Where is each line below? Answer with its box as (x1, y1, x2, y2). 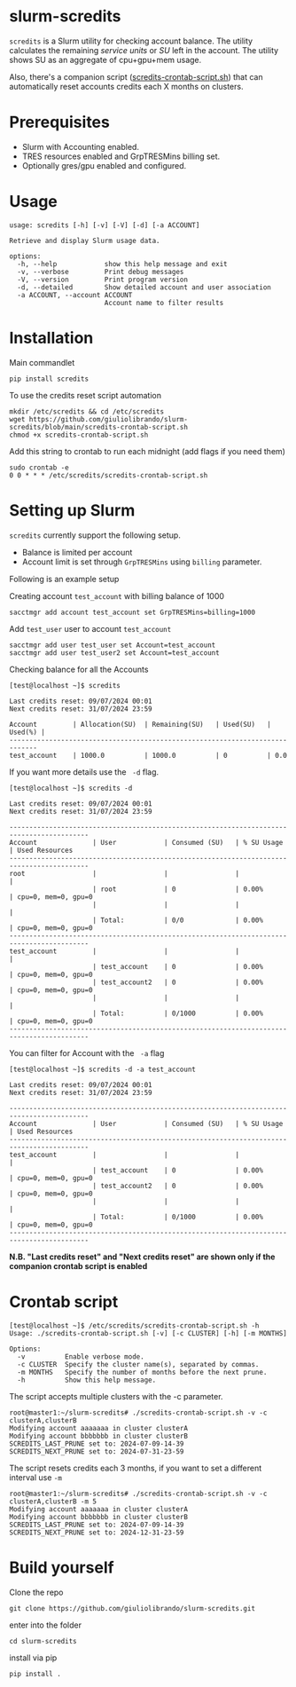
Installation (9, 328, 94, 348)
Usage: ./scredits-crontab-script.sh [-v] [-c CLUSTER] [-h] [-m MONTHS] (9, 1328, 288, 1337)
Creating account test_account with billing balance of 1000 (9, 590, 224, 601)
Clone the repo (9, 1587, 64, 1597)
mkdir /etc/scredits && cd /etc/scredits (9, 406, 165, 416)
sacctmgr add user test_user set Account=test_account (9, 641, 216, 650)
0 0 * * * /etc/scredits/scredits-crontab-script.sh (9, 470, 208, 480)
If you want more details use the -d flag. (9, 766, 160, 777)
